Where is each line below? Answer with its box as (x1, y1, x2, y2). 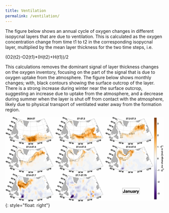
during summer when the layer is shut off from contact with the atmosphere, (5, 96, 164, 102)
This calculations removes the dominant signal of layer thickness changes (5, 64, 159, 70)
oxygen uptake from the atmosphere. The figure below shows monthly (5, 74, 151, 80)
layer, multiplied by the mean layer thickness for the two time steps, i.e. (5, 44, 153, 50)
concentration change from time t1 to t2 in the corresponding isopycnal (5, 38, 153, 45)
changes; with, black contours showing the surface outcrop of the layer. (5, 80, 155, 86)
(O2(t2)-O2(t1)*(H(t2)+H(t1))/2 (5, 54, 69, 60)
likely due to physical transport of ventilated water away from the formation (5, 101, 162, 107)
